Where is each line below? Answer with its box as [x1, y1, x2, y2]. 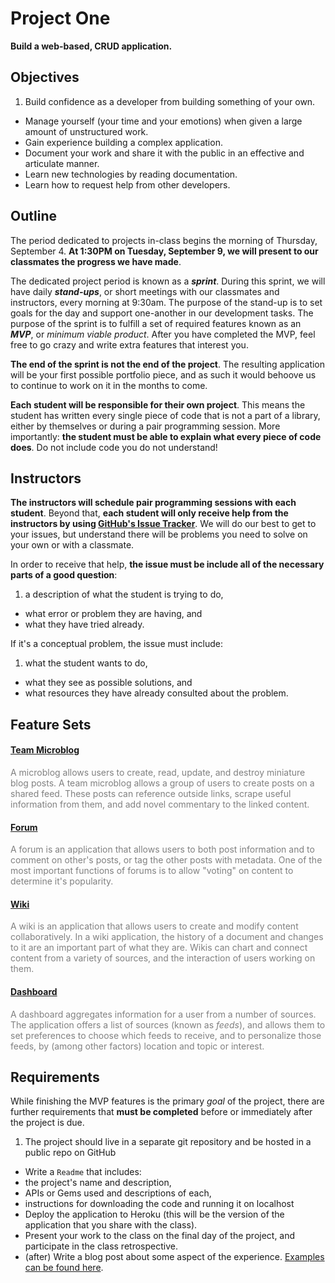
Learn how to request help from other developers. [24, 178, 231, 191]
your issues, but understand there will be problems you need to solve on [10, 528, 308, 541]
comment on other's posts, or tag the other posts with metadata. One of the [10, 854, 323, 866]
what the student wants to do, [24, 657, 148, 669]
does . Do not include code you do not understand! [10, 441, 218, 453]
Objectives [10, 69, 80, 86]
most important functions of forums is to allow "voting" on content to [10, 865, 294, 877]
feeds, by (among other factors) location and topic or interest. [10, 1040, 265, 1052]
